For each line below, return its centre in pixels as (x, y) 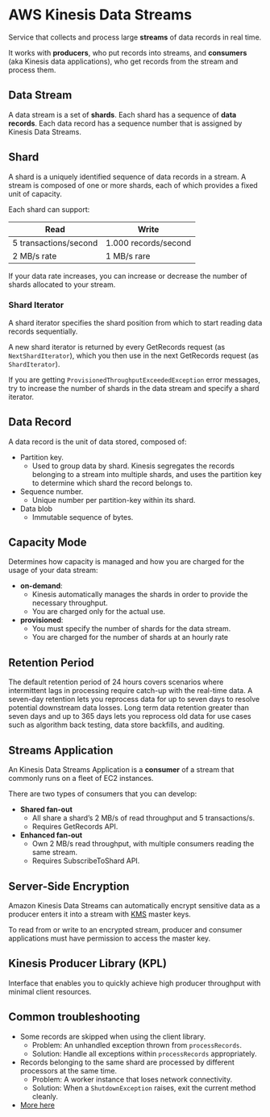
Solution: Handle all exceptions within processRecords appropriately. (144, 1053)
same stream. (55, 853)
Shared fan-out (46, 810)
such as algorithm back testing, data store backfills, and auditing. (116, 725)
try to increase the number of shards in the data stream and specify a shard (134, 388)
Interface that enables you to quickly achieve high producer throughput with (135, 983)
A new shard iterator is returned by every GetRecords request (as (117, 347)
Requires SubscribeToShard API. (86, 861)
